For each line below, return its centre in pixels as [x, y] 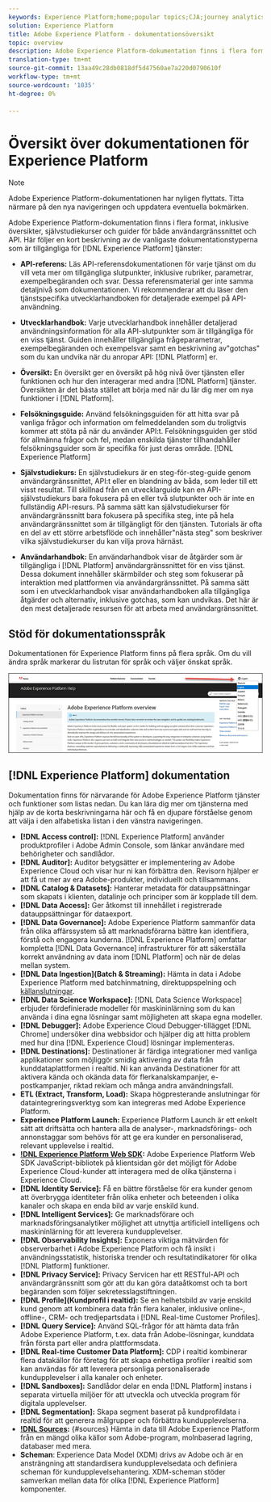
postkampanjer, [46, 1085]
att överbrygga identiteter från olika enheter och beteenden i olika [129, 1197]
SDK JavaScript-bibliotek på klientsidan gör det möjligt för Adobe [128, 1163]
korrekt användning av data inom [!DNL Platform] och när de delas [130, 957]
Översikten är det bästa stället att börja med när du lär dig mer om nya [137, 390]
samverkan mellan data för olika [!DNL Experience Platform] [119, 1480]
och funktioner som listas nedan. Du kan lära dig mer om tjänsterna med [128, 803]
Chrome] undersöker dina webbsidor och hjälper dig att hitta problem [135, 1033]
